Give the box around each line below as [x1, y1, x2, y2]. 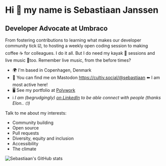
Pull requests [12, 130, 40, 136]
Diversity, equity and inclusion [12, 135, 74, 141]
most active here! [12, 82, 48, 87]
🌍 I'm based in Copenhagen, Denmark [12, 67, 91, 73]
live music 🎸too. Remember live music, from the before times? [5, 57, 131, 63]
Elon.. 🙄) [12, 100, 31, 106]
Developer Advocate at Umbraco [5, 24, 108, 33]
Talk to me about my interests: [5, 110, 67, 116]
